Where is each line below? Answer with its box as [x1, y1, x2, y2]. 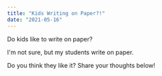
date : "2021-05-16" [7, 16, 63, 23]
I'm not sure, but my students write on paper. [7, 48, 134, 56]
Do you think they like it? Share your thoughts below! [7, 61, 156, 69]
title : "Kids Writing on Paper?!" [7, 9, 106, 17]
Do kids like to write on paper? [7, 35, 93, 43]
